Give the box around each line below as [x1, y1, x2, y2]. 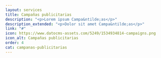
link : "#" [5, 26, 26, 31]
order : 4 [5, 40, 24, 45]
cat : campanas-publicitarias [5, 45, 67, 50]
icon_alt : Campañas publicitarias [5, 36, 79, 41]
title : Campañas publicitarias [5, 12, 72, 17]
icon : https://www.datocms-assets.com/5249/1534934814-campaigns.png [5, 31, 156, 36]
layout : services [5, 7, 42, 13]
